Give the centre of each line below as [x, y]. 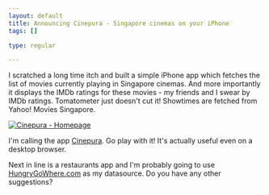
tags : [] [23, 31]
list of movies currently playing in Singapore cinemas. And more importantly [134, 84]
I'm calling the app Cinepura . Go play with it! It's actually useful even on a [130, 141]
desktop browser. [38, 149]
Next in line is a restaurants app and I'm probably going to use [112, 165]
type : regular [32, 45]
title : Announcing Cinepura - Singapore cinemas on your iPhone [119, 23]
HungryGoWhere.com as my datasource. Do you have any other [115, 173]
